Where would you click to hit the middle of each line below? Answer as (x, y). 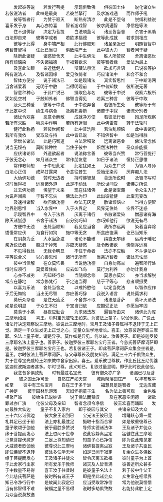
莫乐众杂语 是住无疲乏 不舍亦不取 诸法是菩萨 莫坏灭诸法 (85, 299)
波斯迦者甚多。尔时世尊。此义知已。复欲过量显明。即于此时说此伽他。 (88, 367)
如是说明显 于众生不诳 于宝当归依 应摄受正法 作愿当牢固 (76, 306)
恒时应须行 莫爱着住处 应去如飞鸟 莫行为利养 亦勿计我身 (76, 269)
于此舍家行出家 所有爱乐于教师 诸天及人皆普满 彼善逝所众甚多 (78, 464)
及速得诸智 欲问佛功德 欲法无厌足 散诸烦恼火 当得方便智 (85, 202)
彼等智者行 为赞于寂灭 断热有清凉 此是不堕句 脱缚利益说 (85, 19)
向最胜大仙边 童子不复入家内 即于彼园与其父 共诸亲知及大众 (76, 409)
